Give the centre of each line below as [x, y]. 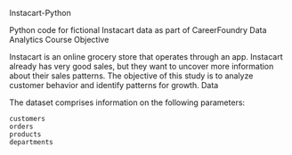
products [25, 135]
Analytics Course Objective [59, 40]
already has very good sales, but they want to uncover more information [142, 66]
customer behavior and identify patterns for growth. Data [114, 85]
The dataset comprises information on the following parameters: [127, 102]
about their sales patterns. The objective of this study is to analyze [131, 76]
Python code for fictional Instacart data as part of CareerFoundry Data [138, 30]
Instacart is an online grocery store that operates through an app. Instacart [146, 57]
